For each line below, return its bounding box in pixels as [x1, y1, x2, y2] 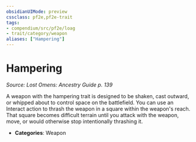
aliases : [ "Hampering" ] [6, 36, 65, 42]
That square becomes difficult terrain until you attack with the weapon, [6, 111, 179, 118]
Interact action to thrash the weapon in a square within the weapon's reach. [6, 105, 191, 112]
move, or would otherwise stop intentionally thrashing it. [6, 118, 143, 125]
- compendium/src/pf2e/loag [6, 25, 76, 31]
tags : [6, 20, 20, 25]
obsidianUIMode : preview [6, 8, 68, 15]
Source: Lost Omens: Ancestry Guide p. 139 [6, 81, 113, 88]
